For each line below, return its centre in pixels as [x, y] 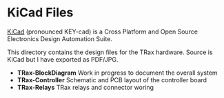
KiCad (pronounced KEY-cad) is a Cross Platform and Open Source [103, 32]
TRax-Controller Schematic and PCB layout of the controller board [112, 79]
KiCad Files [40, 13]
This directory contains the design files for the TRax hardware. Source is [110, 52]
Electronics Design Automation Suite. [60, 38]
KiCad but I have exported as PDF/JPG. [63, 59]
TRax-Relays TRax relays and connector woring [85, 87]
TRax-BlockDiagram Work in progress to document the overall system [118, 73]
